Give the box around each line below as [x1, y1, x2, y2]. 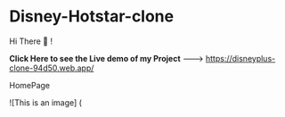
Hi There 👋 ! [9, 36, 53, 46]
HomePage [9, 79, 51, 90]
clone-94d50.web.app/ [9, 63, 94, 73]
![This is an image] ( [9, 96, 83, 108]
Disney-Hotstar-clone [9, 6, 175, 27]
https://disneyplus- [205, 53, 276, 63]
